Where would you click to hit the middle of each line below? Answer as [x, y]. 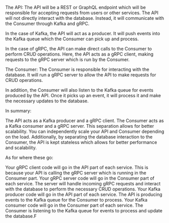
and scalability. [21, 148]
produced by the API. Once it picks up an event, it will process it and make [83, 95]
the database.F [21, 216]
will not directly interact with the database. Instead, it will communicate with [85, 18]
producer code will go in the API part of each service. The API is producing [84, 194]
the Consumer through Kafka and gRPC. [47, 23]
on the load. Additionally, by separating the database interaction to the [79, 137]
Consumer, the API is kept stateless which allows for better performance [81, 142]
